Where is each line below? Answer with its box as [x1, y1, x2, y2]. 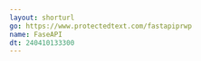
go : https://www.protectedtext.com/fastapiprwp [9, 22, 193, 30]
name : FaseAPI [9, 30, 63, 39]
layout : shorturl [9, 13, 75, 22]
